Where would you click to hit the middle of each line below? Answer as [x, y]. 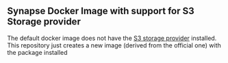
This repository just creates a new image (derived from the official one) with [114, 45]
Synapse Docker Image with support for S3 [101, 11]
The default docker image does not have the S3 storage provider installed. [112, 38]
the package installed [37, 52]
